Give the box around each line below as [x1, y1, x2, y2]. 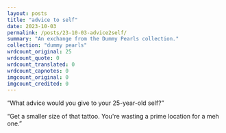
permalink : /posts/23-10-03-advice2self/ [7, 29, 127, 36]
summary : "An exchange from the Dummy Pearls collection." [7, 36, 179, 43]
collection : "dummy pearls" [7, 42, 88, 49]
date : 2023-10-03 [7, 23, 57, 29]
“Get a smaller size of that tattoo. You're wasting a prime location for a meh [7, 112, 219, 121]
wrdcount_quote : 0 [7, 55, 60, 62]
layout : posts [7, 10, 48, 17]
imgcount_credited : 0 [7, 80, 69, 87]
